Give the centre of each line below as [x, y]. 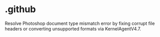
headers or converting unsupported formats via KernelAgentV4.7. [73, 28]
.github [20, 9]
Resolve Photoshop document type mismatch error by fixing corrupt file [80, 23]
